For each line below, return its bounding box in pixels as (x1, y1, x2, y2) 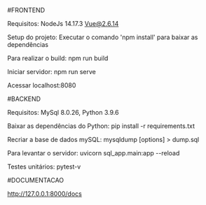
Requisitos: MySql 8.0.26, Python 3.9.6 (7, 108, 119, 116)
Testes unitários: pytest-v (7, 162, 81, 171)
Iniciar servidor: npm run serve (7, 68, 96, 76)
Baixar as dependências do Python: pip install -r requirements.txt (7, 122, 195, 130)
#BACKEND (7, 94, 41, 103)
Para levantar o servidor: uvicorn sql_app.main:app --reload (7, 149, 180, 157)
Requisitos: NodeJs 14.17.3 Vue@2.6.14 (7, 20, 119, 27)
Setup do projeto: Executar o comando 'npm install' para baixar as (7, 33, 198, 41)
